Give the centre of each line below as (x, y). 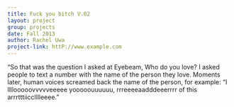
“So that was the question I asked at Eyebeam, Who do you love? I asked (113, 67)
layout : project (31, 21)
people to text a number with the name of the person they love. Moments (114, 74)
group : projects (31, 27)
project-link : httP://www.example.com (65, 47)
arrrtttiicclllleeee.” (33, 97)
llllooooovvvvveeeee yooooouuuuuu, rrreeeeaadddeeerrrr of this (102, 90)
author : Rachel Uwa (36, 40)
